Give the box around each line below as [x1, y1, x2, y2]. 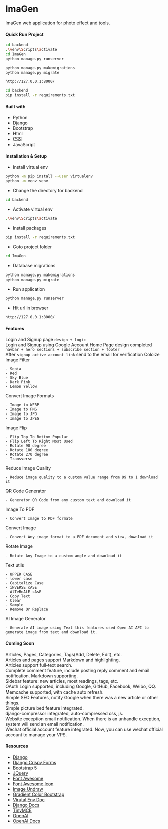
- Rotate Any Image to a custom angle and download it [5, 553, 122, 559]
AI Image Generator [5, 616, 46, 622]
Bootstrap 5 [12, 765, 37, 771]
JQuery [12, 770, 29, 776]
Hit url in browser [12, 305, 49, 311]
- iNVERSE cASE [5, 585, 37, 590]
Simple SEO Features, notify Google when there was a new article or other [5, 694, 159, 700]
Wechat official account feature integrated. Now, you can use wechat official [5, 726, 163, 732]
